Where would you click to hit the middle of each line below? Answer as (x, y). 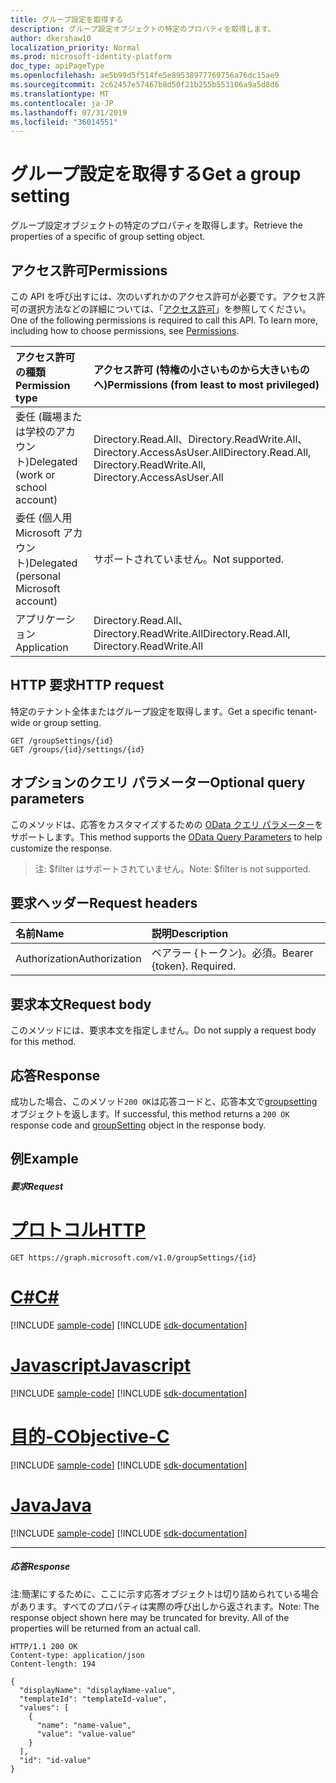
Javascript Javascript (101, 1365)
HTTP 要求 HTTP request (87, 685)
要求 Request (37, 1187)
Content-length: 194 (53, 1664)
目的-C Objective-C (90, 1437)
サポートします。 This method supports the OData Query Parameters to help (166, 837)
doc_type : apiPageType (57, 66)
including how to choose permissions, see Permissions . (125, 330)
